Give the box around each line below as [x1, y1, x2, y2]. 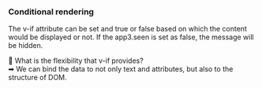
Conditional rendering [8, 6, 95, 17]
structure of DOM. [8, 73, 67, 82]
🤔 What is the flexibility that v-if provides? [8, 56, 144, 65]
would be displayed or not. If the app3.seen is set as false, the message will [8, 32, 254, 42]
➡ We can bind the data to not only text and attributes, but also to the [8, 64, 234, 74]
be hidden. [8, 41, 43, 50]
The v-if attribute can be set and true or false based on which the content [8, 24, 247, 34]
